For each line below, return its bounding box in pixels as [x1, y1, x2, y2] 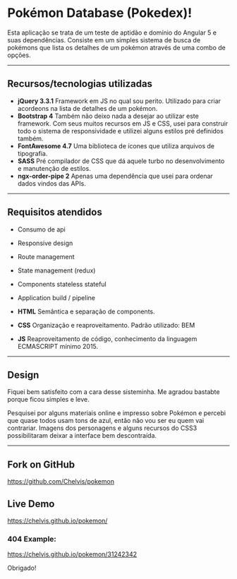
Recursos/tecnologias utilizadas [7, 78, 153, 90]
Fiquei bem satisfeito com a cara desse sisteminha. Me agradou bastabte [7, 388, 220, 396]
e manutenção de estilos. [17, 164, 92, 172]
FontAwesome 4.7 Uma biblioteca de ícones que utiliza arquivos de [17, 141, 215, 150]
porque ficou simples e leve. [7, 395, 90, 404]
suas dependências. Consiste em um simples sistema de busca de [7, 35, 201, 44]
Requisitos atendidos [7, 206, 102, 218]
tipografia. [17, 149, 48, 157]
